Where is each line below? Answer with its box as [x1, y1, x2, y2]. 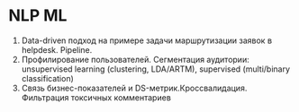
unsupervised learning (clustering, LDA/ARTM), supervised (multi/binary [21, 64, 290, 74]
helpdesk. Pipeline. [21, 44, 93, 55]
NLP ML [8, 5, 68, 26]
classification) [21, 73, 74, 83]
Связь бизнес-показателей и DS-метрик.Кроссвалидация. [21, 82, 248, 93]
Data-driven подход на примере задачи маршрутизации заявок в [21, 35, 272, 46]
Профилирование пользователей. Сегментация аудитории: [21, 54, 249, 65]
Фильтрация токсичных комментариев [21, 91, 172, 103]
